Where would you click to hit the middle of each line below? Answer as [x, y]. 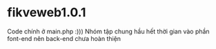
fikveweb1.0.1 [47, 13]
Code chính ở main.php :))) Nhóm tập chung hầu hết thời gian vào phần [108, 31]
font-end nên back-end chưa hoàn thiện [64, 38]
